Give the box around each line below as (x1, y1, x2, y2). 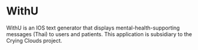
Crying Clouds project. (6, 37, 63, 44)
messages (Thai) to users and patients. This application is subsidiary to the (6, 30, 193, 37)
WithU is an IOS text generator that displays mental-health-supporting (6, 24, 180, 31)
